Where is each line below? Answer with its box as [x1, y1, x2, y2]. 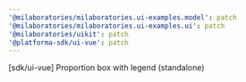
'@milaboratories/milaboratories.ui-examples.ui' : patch [8, 21, 225, 30]
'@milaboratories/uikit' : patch [8, 29, 129, 38]
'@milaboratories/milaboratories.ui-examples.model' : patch [8, 12, 238, 22]
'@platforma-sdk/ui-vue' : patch [8, 37, 129, 47]
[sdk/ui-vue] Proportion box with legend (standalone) [8, 62, 205, 73]
